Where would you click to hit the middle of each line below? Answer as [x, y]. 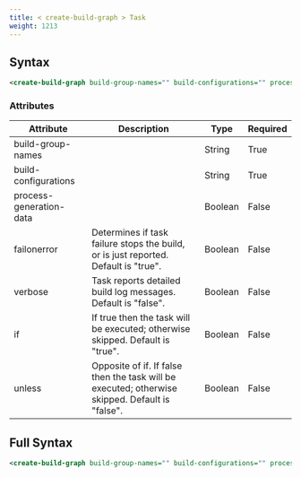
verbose [31, 292]
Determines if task [129, 232]
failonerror [36, 249]
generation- [39, 207]
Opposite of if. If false [137, 366]
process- [34, 195]
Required [267, 129]
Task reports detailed [136, 281]
